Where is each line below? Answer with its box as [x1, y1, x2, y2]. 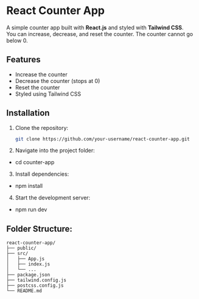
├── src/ [6, 251, 29, 257]
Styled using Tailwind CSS [15, 90, 81, 98]
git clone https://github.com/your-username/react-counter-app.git [15, 135, 190, 142]
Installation [6, 108, 50, 118]
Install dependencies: [15, 170, 69, 178]
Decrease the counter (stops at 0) [15, 77, 100, 84]
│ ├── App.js [6, 256, 45, 262]
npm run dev [15, 206, 47, 214]
